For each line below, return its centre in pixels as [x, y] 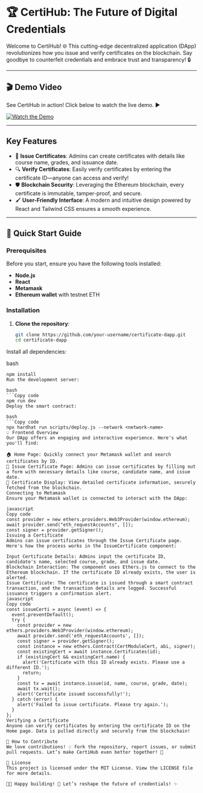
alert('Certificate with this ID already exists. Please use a [104, 662]
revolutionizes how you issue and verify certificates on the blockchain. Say [99, 53]
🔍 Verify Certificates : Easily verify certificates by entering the [93, 169]
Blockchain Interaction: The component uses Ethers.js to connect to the [101, 567]
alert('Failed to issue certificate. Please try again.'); [93, 705]
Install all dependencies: [36, 352]
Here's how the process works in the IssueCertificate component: [92, 546]
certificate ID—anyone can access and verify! [72, 178]
